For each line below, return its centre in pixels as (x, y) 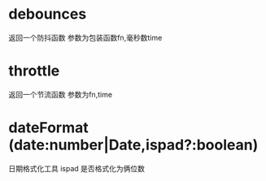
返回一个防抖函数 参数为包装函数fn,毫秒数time (85, 37)
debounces (48, 14)
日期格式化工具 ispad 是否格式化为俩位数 (76, 168)
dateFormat (49, 128)
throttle (34, 71)
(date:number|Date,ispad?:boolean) (133, 145)
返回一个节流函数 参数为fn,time (60, 94)
